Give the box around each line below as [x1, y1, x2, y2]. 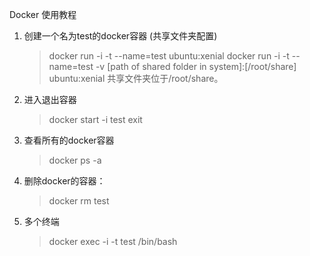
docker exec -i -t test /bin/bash [48, 236, 178, 247]
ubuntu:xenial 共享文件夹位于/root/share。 [48, 73, 224, 84]
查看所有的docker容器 [23, 134, 115, 146]
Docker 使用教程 [9, 9, 77, 20]
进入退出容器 [23, 94, 77, 105]
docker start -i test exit [48, 114, 143, 125]
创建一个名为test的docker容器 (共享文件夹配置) [23, 30, 218, 42]
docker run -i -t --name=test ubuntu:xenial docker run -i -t [48, 50, 290, 62]
